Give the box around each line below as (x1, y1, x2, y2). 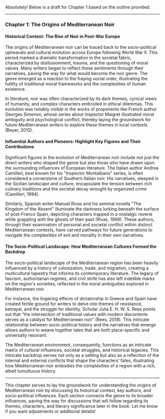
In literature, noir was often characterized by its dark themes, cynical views (5, 96, 157, 102)
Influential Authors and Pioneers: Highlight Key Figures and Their (5, 138, 141, 144)
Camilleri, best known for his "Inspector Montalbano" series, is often (5, 170, 143, 176)
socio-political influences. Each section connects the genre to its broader (5, 392, 154, 398)
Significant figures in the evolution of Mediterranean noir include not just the (5, 155, 160, 161)
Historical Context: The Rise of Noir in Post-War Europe (5, 33, 120, 39)
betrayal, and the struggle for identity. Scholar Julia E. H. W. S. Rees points (5, 306, 156, 312)
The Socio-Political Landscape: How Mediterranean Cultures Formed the (5, 244, 157, 249)
